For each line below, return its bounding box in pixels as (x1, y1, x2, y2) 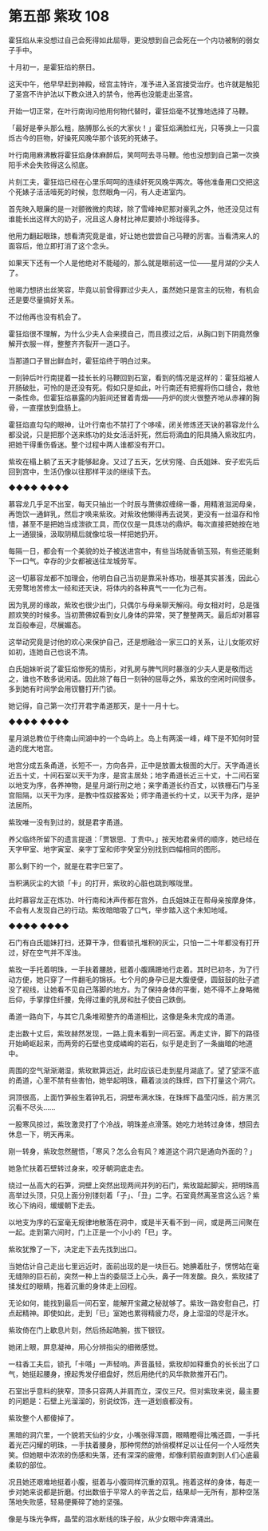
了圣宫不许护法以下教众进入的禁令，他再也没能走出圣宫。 (8, 89, 197, 98)
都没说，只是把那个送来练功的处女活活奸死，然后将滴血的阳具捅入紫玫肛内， (8, 429, 260, 439)
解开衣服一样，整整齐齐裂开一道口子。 (8, 339, 134, 348)
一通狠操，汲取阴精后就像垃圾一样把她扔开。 (14, 529, 162, 539)
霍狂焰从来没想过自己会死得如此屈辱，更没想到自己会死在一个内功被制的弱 (8, 35, 253, 45)
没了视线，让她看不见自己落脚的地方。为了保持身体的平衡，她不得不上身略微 (8, 984, 260, 994)
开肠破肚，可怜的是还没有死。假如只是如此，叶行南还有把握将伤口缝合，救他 (8, 383, 260, 392)
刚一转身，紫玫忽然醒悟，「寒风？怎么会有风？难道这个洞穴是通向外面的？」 (8, 1146, 257, 1155)
